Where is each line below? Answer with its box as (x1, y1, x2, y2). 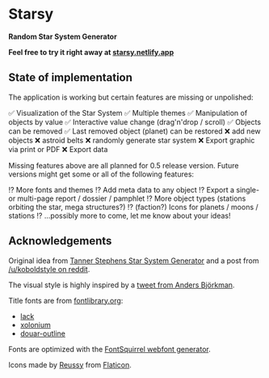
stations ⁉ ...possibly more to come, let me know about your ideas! (8, 210, 231, 220)
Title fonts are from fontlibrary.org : (8, 295, 124, 305)
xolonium (19, 320, 51, 329)
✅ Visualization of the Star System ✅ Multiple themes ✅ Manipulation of (8, 108, 248, 117)
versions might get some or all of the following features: (8, 169, 195, 179)
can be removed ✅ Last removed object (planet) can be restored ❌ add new (8, 126, 261, 136)
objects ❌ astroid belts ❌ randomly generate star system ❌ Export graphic (8, 135, 255, 145)
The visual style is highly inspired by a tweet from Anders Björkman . (8, 280, 235, 290)
